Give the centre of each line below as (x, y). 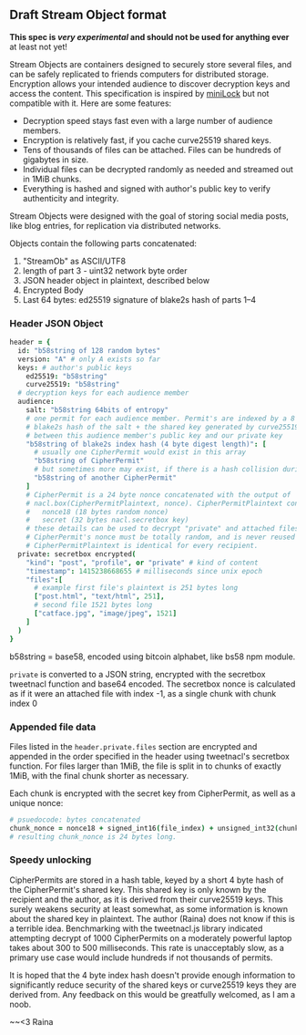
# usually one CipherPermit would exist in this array (140, 452)
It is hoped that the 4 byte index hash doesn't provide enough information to (153, 975)
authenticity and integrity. (71, 198)
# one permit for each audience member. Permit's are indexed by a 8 (161, 419)
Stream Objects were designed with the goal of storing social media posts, (149, 216)
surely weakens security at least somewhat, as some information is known (149, 909)
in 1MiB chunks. (52, 179)
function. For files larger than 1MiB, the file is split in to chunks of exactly (146, 766)
